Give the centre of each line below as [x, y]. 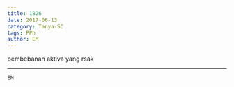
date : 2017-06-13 [32, 20]
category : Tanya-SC [36, 26]
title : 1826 [24, 13]
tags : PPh [22, 33]
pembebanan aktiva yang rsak [50, 59]
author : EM [23, 39]
